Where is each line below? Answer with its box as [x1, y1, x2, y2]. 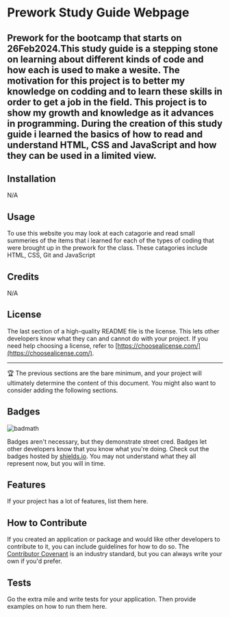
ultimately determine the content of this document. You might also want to [7, 379, 216, 387]
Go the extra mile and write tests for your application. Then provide [7, 595, 196, 603]
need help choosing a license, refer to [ [7, 341, 118, 350]
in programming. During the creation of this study [7, 118, 223, 129]
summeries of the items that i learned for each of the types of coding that [7, 236, 214, 244]
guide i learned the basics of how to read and [7, 128, 203, 140]
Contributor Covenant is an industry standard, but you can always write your [7, 550, 222, 558]
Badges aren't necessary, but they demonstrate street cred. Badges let [7, 437, 207, 446]
